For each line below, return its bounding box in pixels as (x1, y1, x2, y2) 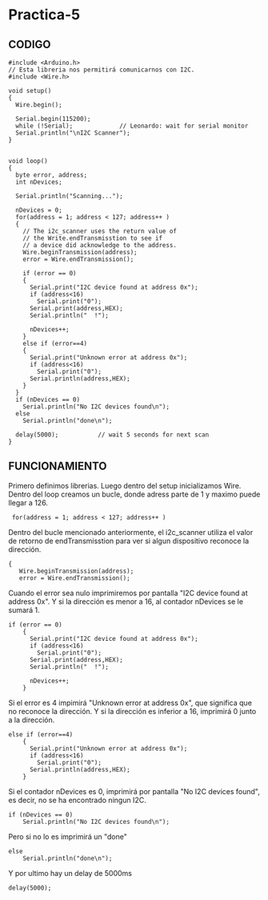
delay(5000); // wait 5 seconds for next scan (15, 431, 210, 439)
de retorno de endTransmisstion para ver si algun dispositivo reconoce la (8, 536, 250, 545)
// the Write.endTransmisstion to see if (22, 234, 162, 242)
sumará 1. (8, 605, 40, 614)
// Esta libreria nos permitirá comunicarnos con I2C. (8, 66, 195, 74)
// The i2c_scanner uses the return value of (22, 227, 178, 235)
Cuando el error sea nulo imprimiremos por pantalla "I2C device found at (8, 588, 248, 598)
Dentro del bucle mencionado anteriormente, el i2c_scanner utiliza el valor (8, 527, 254, 537)
